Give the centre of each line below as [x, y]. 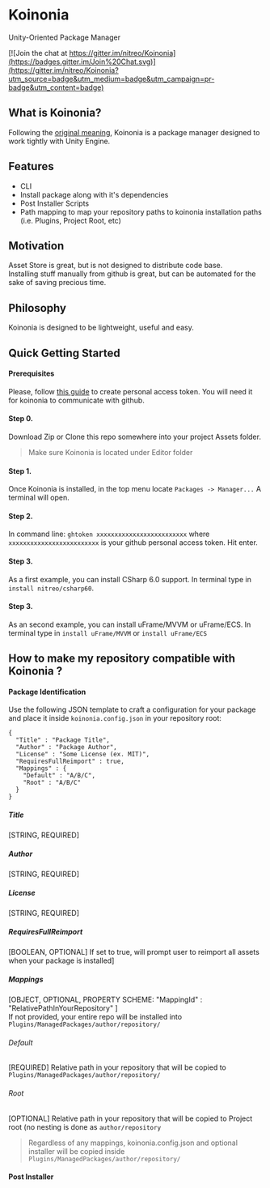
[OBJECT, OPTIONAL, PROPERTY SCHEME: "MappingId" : [105, 1000]
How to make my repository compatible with [122, 659]
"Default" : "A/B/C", [59, 776]
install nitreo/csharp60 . [51, 588]
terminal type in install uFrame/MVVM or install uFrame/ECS [108, 632]
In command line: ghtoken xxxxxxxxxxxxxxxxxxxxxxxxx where [109, 534]
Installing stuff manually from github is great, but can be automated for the [132, 274]
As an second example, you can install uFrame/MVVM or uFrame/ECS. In [130, 624]
